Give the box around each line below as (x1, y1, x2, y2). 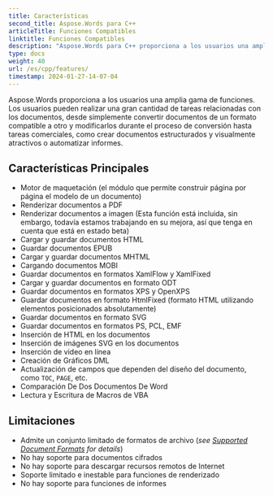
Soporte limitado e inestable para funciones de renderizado (19, 470, 220, 480)
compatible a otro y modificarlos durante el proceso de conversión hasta (8, 120, 252, 130)
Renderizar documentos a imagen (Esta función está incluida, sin (19, 209, 238, 219)
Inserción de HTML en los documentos (19, 330, 150, 340)
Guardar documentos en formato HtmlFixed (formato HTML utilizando (19, 295, 254, 305)
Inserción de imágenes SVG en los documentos (19, 338, 180, 348)
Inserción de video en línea (19, 347, 111, 357)
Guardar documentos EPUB (19, 243, 113, 253)
